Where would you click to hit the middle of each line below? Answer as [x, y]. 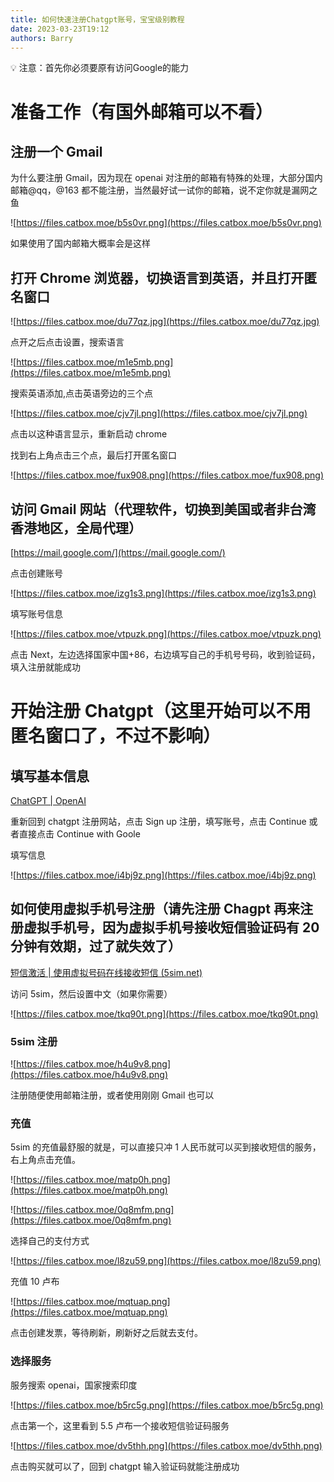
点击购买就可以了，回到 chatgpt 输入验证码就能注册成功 [125, 1466]
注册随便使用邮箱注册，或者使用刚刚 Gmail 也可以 [112, 1095]
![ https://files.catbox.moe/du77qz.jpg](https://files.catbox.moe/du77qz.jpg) [165, 322]
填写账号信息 [36, 614]
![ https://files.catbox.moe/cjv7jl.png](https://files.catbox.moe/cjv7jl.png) [159, 413]
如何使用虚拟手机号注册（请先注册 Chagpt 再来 [155, 909]
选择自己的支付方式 [50, 1241]
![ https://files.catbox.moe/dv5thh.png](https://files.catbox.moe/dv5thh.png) [166, 1445]
